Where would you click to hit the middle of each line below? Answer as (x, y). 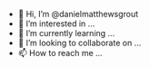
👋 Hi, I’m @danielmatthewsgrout (78, 14)
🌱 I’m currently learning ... (66, 33)
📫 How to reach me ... (60, 53)
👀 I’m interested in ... (56, 24)
